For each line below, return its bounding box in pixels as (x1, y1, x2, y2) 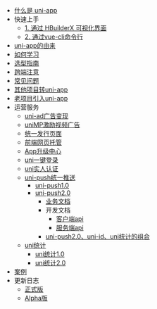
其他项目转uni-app (13, 85, 68, 94)
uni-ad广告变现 (24, 112, 69, 120)
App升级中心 (24, 147, 62, 155)
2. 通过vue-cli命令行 (24, 32, 83, 41)
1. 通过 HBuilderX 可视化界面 (24, 24, 107, 32)
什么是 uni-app (13, 6, 58, 14)
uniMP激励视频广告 (24, 120, 81, 129)
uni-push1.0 (34, 182, 69, 189)
